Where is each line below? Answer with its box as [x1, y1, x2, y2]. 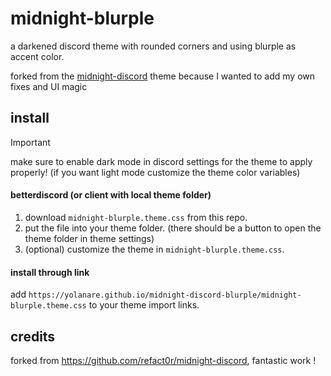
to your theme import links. [88, 299, 200, 311]
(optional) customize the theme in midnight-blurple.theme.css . [24, 243, 285, 255]
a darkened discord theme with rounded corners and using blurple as [10, 40, 297, 52]
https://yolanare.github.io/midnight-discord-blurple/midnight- [28, 290, 302, 301]
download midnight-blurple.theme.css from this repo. [24, 211, 248, 223]
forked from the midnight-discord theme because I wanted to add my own [10, 70, 316, 82]
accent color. [10, 50, 65, 62]
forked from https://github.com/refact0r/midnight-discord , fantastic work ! [10, 354, 317, 366]
